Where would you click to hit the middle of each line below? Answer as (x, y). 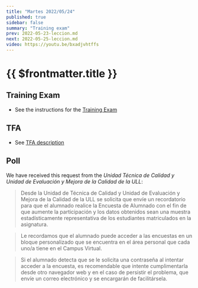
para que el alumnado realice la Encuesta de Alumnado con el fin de (103, 205)
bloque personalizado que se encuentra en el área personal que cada (105, 242)
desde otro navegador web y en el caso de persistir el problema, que (105, 272)
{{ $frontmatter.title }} (62, 74)
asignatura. (34, 224)
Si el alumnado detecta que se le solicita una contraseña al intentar (102, 260)
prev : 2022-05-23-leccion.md (42, 34)
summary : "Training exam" (38, 28)
